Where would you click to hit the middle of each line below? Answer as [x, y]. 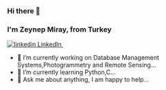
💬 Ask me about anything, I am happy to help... [83, 80]
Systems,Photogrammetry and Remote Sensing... [86, 65]
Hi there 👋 [24, 11]
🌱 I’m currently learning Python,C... [67, 72]
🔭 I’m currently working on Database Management [88, 58]
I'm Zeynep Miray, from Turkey [59, 29]
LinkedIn [49, 45]
